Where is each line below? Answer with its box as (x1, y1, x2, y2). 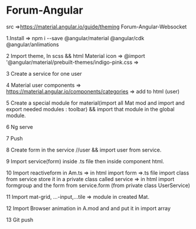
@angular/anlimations (6, 41, 59, 48)
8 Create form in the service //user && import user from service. (6, 146, 162, 153)
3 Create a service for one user (6, 70, 82, 77)
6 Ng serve (6, 123, 34, 130)
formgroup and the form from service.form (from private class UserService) (6, 182, 191, 189)
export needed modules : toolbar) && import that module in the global (6, 105, 175, 112)
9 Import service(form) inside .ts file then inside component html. (6, 157, 164, 165)
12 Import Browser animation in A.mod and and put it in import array (6, 205, 171, 212)
